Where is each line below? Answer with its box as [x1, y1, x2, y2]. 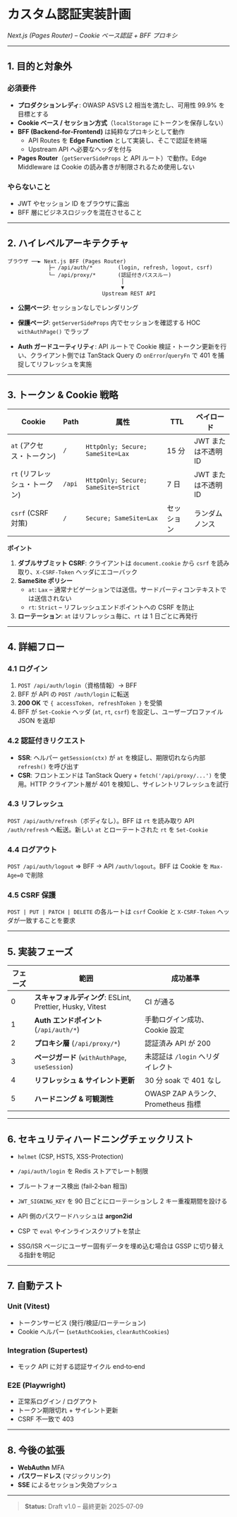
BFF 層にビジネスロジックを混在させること [17, 208, 142, 216]
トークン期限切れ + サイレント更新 [17, 1406, 119, 1415]
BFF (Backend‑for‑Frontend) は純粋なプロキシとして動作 [17, 127, 186, 136]
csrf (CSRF [11, 508, 49, 517]
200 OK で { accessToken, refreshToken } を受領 [17, 699, 163, 707]
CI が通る [144, 997, 175, 1007]
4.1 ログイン [7, 664, 48, 673]
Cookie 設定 [144, 1025, 185, 1035]
